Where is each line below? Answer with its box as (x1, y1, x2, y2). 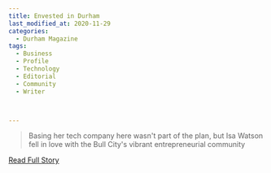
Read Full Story (8, 155, 59, 165)
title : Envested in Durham (8, 11, 100, 20)
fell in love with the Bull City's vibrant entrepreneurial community (28, 140, 246, 149)
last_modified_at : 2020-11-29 (8, 19, 111, 28)
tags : (8, 42, 27, 50)
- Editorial (15, 72, 57, 80)
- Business (15, 50, 53, 58)
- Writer (15, 87, 46, 96)
